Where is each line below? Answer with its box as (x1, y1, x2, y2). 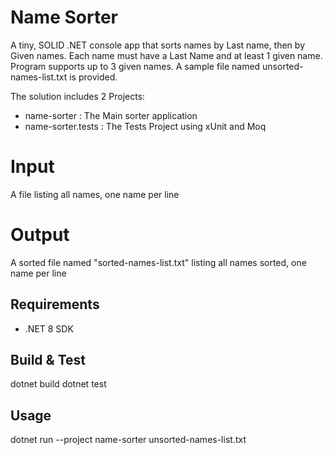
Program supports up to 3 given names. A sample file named (10, 60, 261, 72)
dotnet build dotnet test (10, 378, 107, 390)
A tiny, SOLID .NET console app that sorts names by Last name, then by (10, 39, 305, 51)
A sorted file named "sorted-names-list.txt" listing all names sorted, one (10, 256, 307, 268)
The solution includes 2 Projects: (10, 90, 146, 102)
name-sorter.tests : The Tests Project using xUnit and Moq (24, 120, 267, 132)
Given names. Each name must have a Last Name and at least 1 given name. (10, 49, 323, 61)
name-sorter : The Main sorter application (24, 109, 198, 121)
